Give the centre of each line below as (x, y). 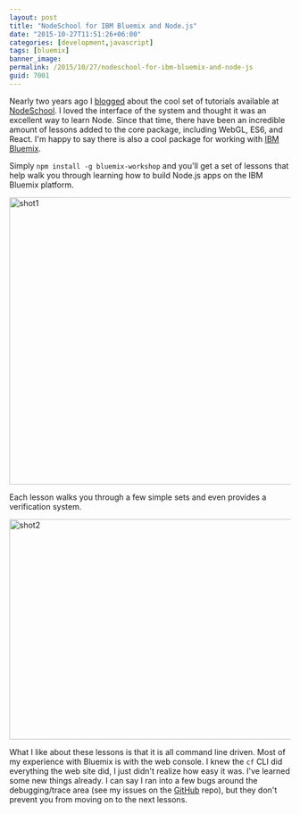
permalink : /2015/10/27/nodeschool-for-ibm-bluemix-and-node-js (131, 68)
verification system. (46, 506)
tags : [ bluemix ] (39, 51)
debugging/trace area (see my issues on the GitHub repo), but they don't (143, 790)
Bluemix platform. (42, 185)
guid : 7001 (29, 76)
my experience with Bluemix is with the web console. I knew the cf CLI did (146, 761)
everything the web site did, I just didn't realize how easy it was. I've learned (150, 771)
